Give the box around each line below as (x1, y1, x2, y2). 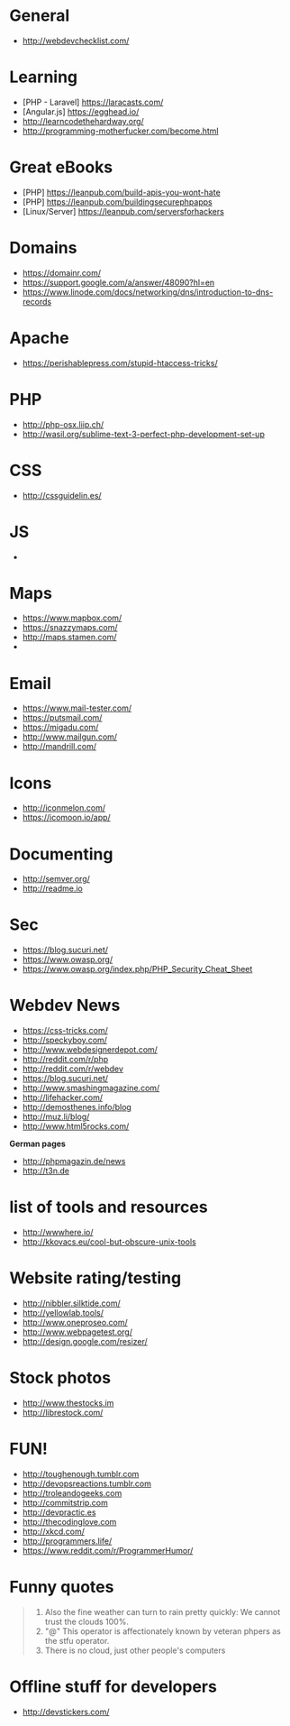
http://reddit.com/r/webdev (22, 1063, 124, 1074)
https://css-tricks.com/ (22, 1025, 108, 1036)
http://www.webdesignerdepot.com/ (22, 1044, 158, 1055)
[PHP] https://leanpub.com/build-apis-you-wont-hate (22, 187, 221, 197)
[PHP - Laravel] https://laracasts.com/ (22, 96, 164, 107)
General (9, 5, 70, 26)
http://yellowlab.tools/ (22, 1308, 104, 1317)
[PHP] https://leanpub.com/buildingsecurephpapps (22, 196, 213, 207)
